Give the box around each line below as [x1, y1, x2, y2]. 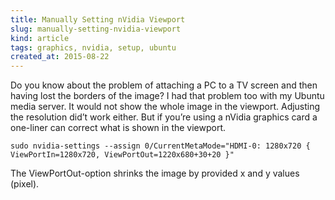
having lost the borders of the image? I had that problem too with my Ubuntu [10, 90, 325, 102]
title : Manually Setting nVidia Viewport [10, 14, 186, 25]
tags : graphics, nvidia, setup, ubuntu [10, 42, 177, 53]
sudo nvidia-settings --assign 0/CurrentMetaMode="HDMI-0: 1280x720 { [10, 141, 311, 151]
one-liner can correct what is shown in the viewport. [10, 122, 227, 134]
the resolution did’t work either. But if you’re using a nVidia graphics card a [10, 111, 318, 123]
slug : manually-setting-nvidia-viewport [10, 24, 182, 34]
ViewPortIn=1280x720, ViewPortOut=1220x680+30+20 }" [10, 150, 235, 160]
